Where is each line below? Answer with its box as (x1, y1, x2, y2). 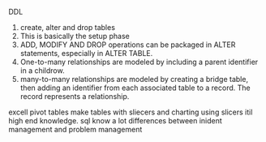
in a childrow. (19, 66, 65, 75)
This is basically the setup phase (19, 32, 130, 41)
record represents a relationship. (19, 92, 130, 101)
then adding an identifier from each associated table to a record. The (19, 83, 251, 93)
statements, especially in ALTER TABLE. (19, 49, 153, 58)
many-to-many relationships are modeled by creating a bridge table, (19, 75, 249, 84)
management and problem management (8, 125, 143, 134)
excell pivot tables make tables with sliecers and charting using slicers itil (8, 107, 253, 117)
